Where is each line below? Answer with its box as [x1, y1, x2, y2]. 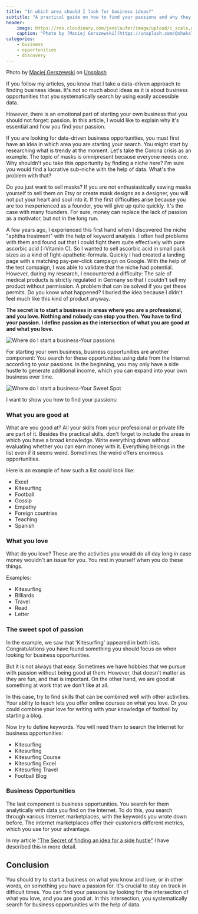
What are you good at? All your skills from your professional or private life [6, 424, 184, 431]
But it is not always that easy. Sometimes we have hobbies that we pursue [6, 663, 186, 670]
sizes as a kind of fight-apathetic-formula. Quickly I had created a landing [6, 251, 185, 258]
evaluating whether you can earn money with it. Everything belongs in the [6, 443, 185, 450]
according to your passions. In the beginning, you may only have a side [6, 360, 179, 367]
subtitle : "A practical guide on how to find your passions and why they [6, 14, 192, 20]
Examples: [6, 574, 31, 581]
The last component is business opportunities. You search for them [6, 800, 169, 807]
